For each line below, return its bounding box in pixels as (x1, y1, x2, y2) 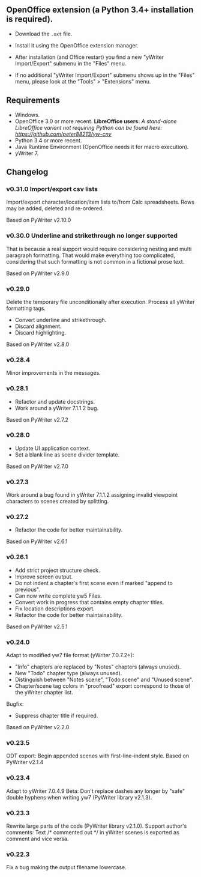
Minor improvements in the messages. (6, 369, 101, 377)
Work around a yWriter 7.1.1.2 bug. (14, 404, 99, 411)
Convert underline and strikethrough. (14, 316, 107, 323)
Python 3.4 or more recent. (14, 136, 82, 144)
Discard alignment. (14, 323, 62, 330)
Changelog (6, 167, 49, 177)
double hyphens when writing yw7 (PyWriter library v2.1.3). (6, 794, 152, 801)
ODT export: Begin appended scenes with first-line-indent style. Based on (6, 752, 190, 759)
